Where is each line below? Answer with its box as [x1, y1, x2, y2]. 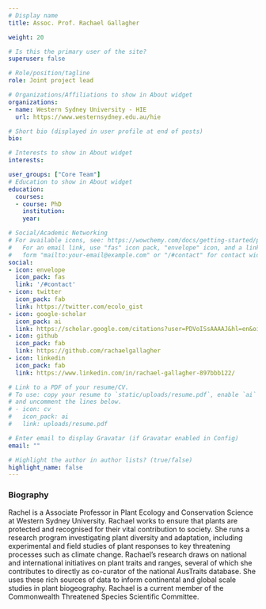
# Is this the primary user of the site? [8, 48, 147, 55]
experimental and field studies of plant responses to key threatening [8, 541, 231, 550]
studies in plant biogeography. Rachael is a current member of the [8, 583, 224, 592]
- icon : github [8, 332, 59, 341]
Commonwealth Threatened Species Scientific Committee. [8, 592, 199, 601]
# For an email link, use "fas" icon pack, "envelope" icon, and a [8, 243, 243, 252]
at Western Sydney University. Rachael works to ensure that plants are [8, 516, 238, 525]
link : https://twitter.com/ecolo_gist [15, 303, 144, 310]
